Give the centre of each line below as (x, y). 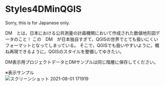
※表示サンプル (20, 72)
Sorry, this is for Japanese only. (38, 23)
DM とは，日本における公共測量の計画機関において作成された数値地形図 (81, 33)
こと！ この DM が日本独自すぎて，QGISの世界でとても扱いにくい (88, 39)
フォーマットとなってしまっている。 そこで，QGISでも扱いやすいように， (80, 45)
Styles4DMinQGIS (43, 9)
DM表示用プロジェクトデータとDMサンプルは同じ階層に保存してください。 (82, 62)
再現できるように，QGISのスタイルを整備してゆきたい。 (67, 51)
